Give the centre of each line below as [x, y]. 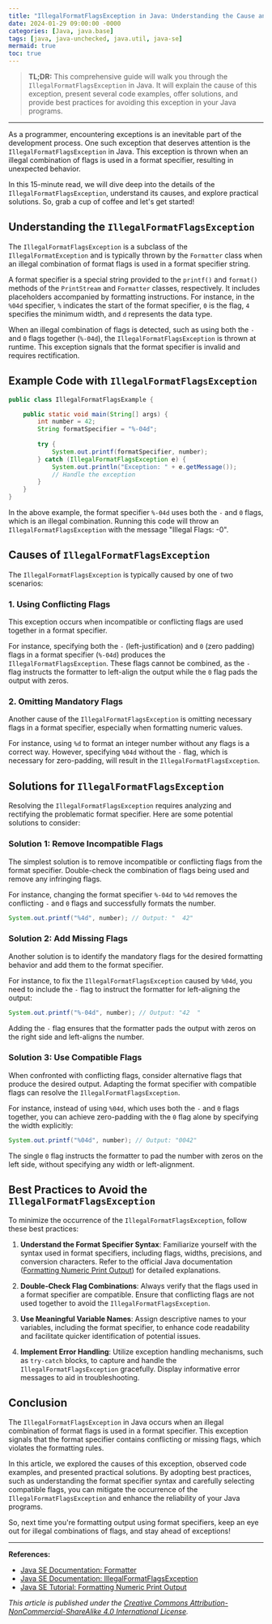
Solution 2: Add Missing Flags [68, 939]
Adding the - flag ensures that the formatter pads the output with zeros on [132, 1028]
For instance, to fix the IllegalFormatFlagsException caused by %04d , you [130, 980]
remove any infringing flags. [55, 879]
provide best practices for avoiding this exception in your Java [132, 102]
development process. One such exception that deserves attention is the [130, 143]
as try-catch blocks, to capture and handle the [98, 1360]
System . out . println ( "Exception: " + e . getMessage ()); [144, 467]
